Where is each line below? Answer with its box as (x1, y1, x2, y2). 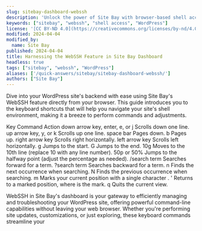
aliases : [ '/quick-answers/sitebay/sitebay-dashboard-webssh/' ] (6, 70, 171, 76)
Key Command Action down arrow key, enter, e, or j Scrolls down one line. (6, 123, 189, 131)
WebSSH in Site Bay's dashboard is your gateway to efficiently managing (6, 192, 188, 200)
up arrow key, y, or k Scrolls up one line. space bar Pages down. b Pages (6, 130, 187, 137)
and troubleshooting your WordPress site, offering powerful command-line (6, 199, 191, 206)
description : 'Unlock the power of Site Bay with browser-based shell (6, 14, 187, 20)
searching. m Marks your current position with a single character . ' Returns (6, 174, 194, 182)
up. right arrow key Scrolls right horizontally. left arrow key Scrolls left (6, 136, 179, 143)
